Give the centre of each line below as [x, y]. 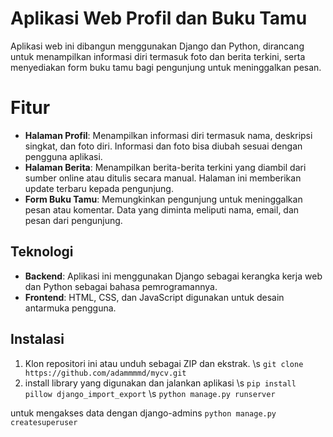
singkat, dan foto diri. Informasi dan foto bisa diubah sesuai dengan [163, 146]
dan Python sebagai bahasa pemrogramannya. [121, 286]
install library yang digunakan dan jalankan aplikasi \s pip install [160, 383]
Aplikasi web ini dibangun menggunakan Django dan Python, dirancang [157, 46]
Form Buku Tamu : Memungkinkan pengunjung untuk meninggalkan [163, 199]
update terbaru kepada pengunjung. [99, 188]
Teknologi [42, 252]
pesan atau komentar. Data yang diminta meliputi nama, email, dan [162, 209]
